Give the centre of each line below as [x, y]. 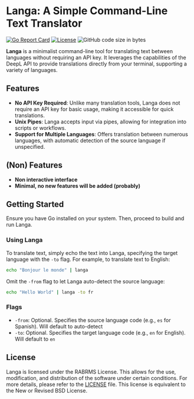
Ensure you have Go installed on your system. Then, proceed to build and [95, 218]
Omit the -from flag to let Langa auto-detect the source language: [86, 281]
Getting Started [35, 204]
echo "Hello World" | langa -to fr [50, 292]
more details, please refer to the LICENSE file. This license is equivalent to [96, 384]
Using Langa [24, 240]
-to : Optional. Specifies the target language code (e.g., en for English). [100, 332]
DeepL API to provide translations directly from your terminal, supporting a [97, 64]
